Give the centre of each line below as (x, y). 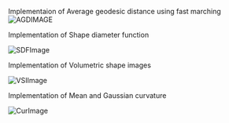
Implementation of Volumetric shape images (80, 65)
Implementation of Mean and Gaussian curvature (87, 96)
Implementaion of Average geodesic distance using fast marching (115, 11)
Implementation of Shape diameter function (79, 35)
